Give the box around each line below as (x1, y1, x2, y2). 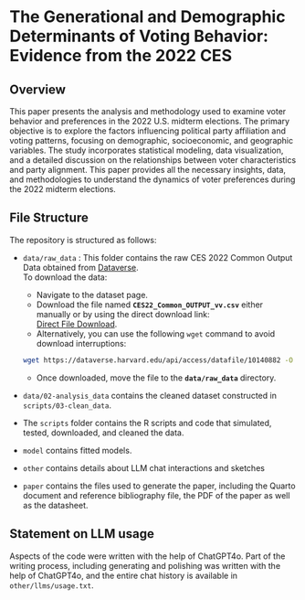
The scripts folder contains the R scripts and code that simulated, (22, 417, 272, 428)
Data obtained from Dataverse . (22, 262, 139, 273)
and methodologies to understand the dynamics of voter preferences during (9, 174, 296, 185)
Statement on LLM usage (9, 526, 155, 541)
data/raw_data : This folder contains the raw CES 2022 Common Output (22, 252, 293, 262)
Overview (9, 81, 67, 97)
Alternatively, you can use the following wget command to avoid (36, 327, 276, 339)
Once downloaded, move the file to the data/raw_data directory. (36, 372, 277, 383)
